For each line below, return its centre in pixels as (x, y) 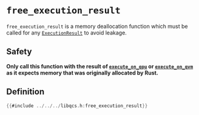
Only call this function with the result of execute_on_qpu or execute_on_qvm (100, 66)
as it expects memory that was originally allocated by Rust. (83, 73)
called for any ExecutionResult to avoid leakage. (67, 33)
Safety (19, 52)
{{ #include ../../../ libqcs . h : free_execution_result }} (77, 106)
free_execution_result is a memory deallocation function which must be (97, 26)
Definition (25, 92)
